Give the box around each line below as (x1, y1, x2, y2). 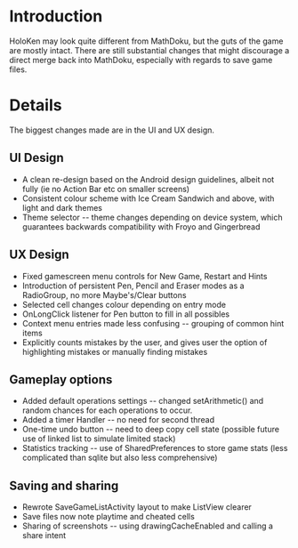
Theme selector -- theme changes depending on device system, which (21, 212, 283, 222)
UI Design (9, 150, 64, 165)
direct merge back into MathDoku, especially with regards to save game (9, 54, 273, 65)
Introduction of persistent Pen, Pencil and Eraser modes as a (21, 280, 245, 291)
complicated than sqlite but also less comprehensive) (21, 452, 218, 463)
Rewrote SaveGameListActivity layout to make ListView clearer (21, 502, 252, 512)
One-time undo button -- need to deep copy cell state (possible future (21, 424, 280, 435)
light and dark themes (21, 202, 102, 213)
